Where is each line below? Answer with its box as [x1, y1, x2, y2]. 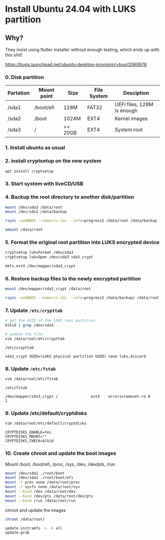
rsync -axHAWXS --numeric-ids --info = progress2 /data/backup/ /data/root [5, 295, 160, 301]
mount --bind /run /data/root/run [5, 498, 76, 503]
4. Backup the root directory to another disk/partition [5, 193, 134, 200]
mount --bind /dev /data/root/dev [5, 489, 76, 494]
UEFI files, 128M [114, 101, 154, 108]
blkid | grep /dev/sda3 [5, 323, 54, 328]
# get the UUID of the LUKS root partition [5, 318, 96, 323]
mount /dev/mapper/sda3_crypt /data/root [5, 286, 91, 292]
